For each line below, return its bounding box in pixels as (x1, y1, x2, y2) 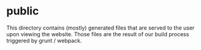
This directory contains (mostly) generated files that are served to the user (6, 24, 195, 31)
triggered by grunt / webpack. (6, 37, 82, 44)
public (6, 4, 39, 18)
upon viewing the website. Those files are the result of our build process (6, 30, 189, 37)
